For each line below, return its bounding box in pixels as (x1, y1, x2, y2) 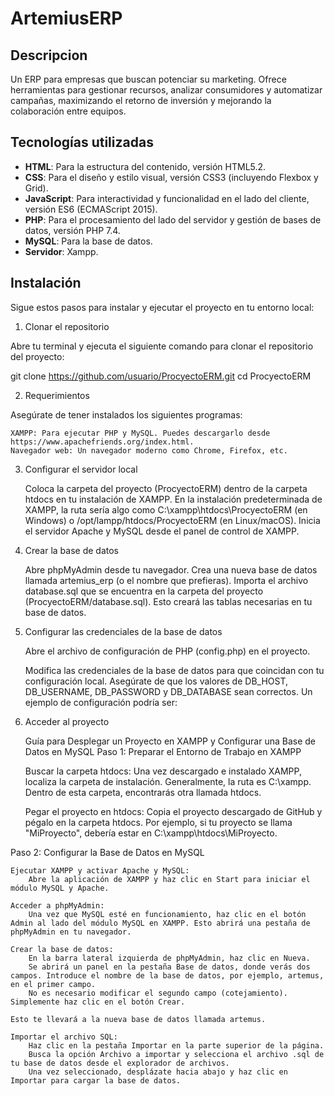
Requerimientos (24, 389, 90, 401)
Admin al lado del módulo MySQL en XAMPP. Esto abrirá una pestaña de (10, 918, 311, 928)
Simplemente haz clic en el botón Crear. (10, 997, 186, 1007)
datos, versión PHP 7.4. (24, 224, 121, 236)
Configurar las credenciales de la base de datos (24, 625, 223, 637)
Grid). (24, 182, 49, 194)
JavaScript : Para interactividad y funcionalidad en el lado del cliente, (24, 192, 310, 204)
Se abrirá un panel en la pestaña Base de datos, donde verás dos (28, 962, 311, 972)
